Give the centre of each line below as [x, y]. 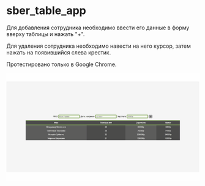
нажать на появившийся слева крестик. [59, 52]
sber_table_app [47, 11]
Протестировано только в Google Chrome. [61, 64]
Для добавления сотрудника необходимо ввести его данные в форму [98, 28]
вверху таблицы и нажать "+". [46, 34]
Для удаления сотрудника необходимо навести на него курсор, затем [99, 46]
